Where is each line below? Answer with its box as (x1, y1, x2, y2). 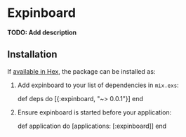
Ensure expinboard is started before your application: (17, 107, 172, 117)
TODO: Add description (7, 28, 77, 37)
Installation (7, 48, 58, 60)
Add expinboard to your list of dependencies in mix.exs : (17, 81, 179, 89)
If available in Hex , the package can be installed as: (7, 67, 156, 75)
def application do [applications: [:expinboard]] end (17, 122, 167, 130)
